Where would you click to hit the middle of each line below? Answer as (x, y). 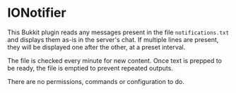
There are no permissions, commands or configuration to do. (96, 81)
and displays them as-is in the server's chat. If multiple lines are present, (113, 39)
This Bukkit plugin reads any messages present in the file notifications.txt (118, 32)
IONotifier (37, 13)
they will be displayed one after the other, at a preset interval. (96, 47)
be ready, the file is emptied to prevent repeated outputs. (90, 68)
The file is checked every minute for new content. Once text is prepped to (115, 60)
